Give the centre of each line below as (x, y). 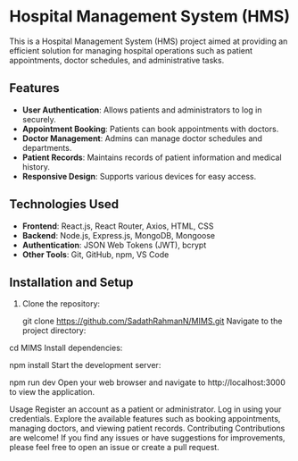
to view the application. (52, 392)
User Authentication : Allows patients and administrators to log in (142, 110)
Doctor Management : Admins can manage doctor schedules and (142, 138)
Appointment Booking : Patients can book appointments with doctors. (150, 129)
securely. (39, 119)
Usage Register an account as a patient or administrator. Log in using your (145, 409)
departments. (47, 147)
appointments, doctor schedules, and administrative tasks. (117, 60)
